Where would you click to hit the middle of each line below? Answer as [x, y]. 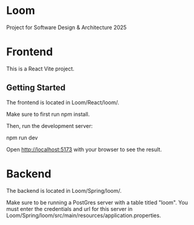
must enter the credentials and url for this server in [70, 209]
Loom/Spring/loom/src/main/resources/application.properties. [84, 215]
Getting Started [36, 88]
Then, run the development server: [50, 126]
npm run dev [22, 138]
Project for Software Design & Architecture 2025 [66, 27]
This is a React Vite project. [40, 69]
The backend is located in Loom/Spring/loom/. [64, 190]
